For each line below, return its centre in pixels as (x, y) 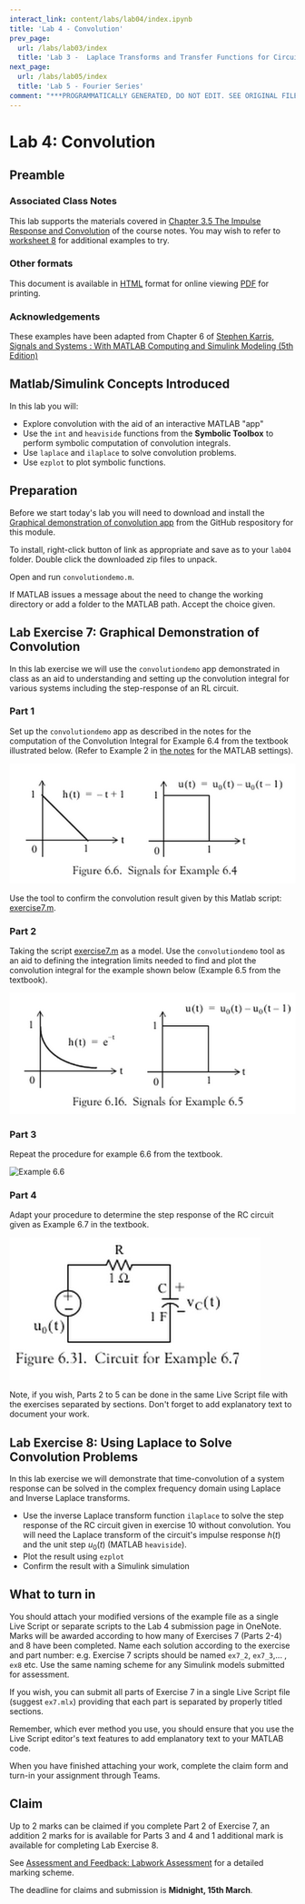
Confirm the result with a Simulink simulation (106, 1566)
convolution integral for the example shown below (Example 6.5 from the (145, 971)
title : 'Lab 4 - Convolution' (67, 29)
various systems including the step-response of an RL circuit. (124, 688)
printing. (25, 293)
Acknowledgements (55, 316)
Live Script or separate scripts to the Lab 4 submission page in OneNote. (146, 1626)
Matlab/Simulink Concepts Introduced (119, 385)
